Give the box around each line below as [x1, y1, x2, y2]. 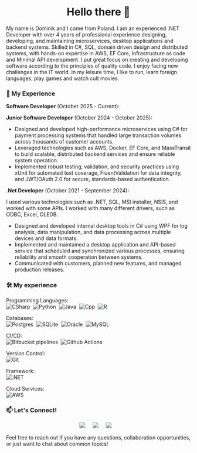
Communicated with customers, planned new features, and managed [14, 260, 182, 267]
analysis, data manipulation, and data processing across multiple [14, 229, 171, 236]
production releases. [14, 266, 64, 273]
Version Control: [6, 349, 46, 357]
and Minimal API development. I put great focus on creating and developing [6, 56, 189, 63]
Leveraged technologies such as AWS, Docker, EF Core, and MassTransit [14, 144, 191, 152]
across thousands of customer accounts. [14, 138, 114, 145]
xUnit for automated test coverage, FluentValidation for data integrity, [14, 169, 182, 176]
